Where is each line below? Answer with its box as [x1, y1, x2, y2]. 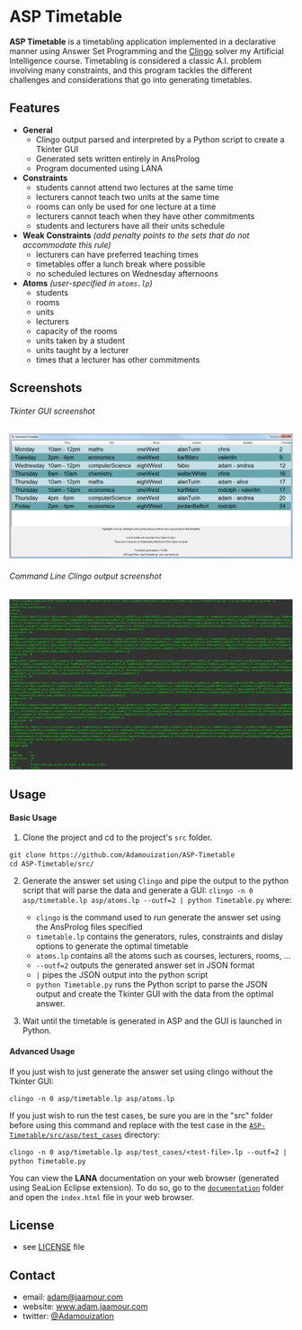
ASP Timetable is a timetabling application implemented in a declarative [9, 36, 277, 47]
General [22, 124, 54, 135]
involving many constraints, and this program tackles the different [9, 65, 253, 76]
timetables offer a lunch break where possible [35, 259, 206, 269]
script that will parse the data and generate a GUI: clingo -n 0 [22, 885, 253, 896]
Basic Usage [9, 812, 57, 823]
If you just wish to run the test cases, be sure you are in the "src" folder [9, 1110, 274, 1121]
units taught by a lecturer [35, 344, 129, 355]
